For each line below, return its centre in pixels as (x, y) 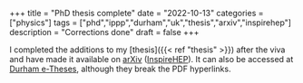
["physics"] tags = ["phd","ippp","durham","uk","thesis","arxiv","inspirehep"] (151, 23)
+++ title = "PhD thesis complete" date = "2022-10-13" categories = (137, 13)
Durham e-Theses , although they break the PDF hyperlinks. (120, 69)
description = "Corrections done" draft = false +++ (104, 32)
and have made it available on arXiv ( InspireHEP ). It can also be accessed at (151, 59)
